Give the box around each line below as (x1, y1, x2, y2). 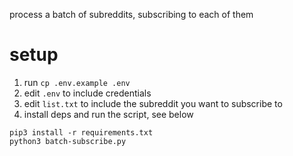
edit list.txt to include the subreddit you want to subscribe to (23, 97, 283, 109)
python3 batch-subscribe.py (9, 136, 127, 146)
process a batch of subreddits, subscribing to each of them (9, 9, 254, 20)
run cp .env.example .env (23, 76, 131, 88)
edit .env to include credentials (23, 87, 152, 99)
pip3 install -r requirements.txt (9, 127, 154, 138)
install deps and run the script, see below (23, 108, 194, 120)
